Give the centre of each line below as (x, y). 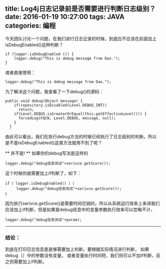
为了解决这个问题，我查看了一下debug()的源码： (54, 91)
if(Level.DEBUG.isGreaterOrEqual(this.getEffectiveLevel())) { (81, 114)
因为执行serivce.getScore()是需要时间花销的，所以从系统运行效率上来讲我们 (83, 203)
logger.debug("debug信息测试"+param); (44, 220)
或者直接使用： (20, 72)
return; (26, 109)
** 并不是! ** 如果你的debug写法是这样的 (47, 153)
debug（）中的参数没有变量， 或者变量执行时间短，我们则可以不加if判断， (81, 256)
